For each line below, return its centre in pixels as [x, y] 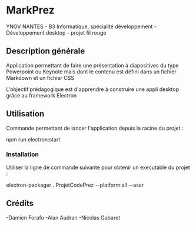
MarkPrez [30, 10]
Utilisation [25, 114]
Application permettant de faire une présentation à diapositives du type [92, 65]
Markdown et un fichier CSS [40, 77]
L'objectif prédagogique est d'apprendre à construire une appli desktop [93, 89]
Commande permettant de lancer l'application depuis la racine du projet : [95, 128]
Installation [23, 154]
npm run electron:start [33, 139]
